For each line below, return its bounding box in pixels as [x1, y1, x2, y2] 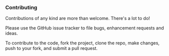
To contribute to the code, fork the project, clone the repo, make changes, [5, 40, 160, 46]
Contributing [5, 4, 37, 11]
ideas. [5, 30, 18, 36]
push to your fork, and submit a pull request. [5, 45, 98, 51]
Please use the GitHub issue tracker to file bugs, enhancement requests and [5, 25, 164, 31]
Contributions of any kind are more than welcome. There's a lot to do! [5, 15, 150, 21]
